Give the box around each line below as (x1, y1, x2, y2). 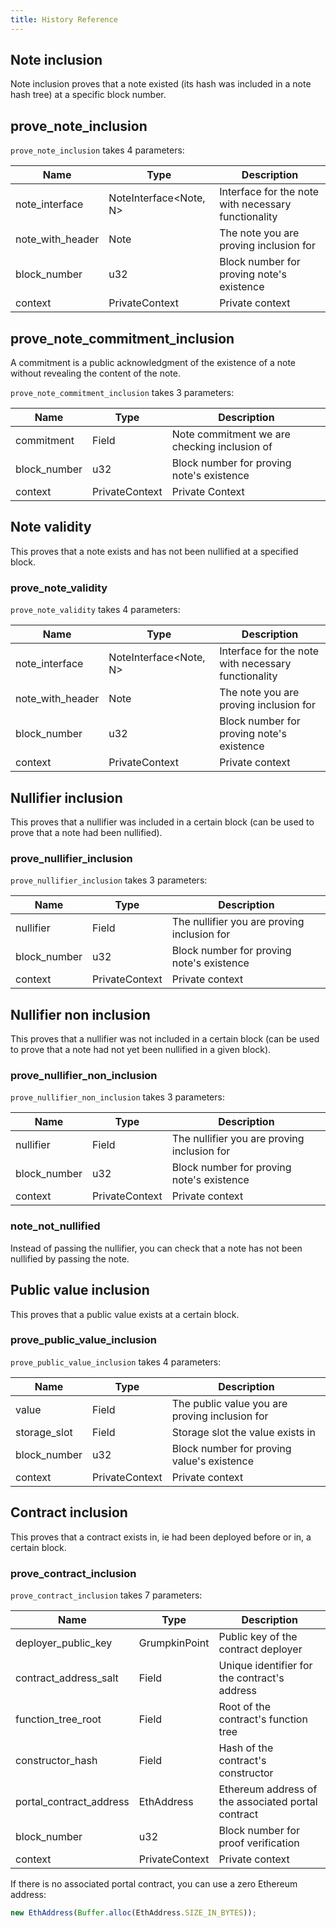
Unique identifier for (218, 1658, 313, 1672)
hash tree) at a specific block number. (10, 89, 167, 101)
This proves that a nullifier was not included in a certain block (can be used (10, 1033, 320, 1045)
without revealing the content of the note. (10, 367, 181, 380)
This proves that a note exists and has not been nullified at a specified (10, 545, 299, 557)
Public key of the (218, 1629, 298, 1643)
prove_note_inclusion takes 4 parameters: (10, 144, 185, 156)
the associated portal (218, 1794, 318, 1808)
